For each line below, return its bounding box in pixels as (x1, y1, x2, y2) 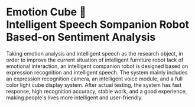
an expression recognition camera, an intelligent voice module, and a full (6, 75, 183, 82)
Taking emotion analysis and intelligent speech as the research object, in (6, 50, 183, 57)
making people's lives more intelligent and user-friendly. (6, 94, 143, 101)
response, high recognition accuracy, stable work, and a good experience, (6, 87, 187, 95)
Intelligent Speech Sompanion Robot (6, 18, 190, 31)
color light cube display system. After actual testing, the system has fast (6, 81, 182, 88)
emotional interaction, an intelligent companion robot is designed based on (6, 62, 188, 70)
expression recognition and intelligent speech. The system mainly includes (6, 69, 188, 76)
